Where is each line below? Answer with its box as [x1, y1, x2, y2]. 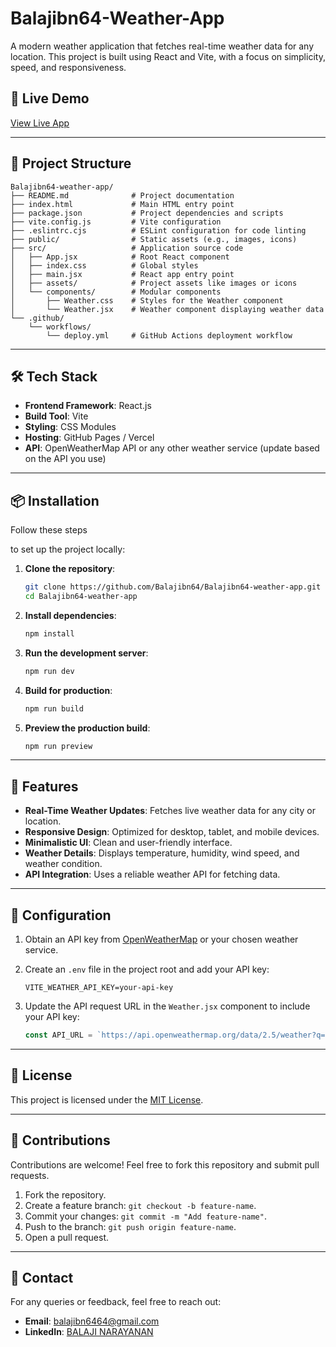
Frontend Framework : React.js [24, 400, 152, 412]
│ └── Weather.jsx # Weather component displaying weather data [10, 304, 325, 314]
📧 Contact [10, 1269, 74, 1286]
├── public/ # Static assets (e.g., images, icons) [10, 234, 298, 244]
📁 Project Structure [10, 155, 132, 172]
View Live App [10, 117, 70, 129]
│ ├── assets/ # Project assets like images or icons [10, 278, 298, 288]
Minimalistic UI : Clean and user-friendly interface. [24, 837, 233, 849]
